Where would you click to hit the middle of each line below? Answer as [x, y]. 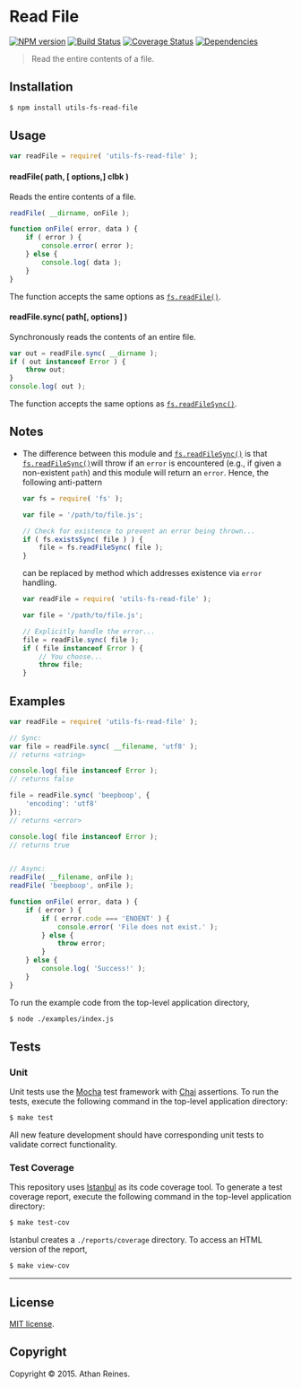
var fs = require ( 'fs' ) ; [73, 498]
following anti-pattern [62, 482]
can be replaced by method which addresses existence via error [142, 573]
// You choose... [71, 657]
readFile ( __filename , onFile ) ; [72, 877]
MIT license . [32, 1324]
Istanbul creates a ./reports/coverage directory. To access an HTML [136, 1240]
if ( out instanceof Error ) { [68, 362]
